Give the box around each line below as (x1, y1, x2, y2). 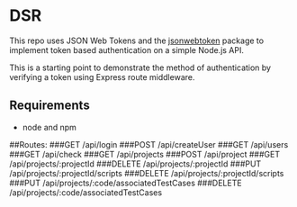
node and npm (22, 121, 76, 132)
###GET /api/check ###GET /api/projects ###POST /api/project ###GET (9, 148, 281, 159)
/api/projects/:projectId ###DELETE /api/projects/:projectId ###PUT (9, 158, 262, 169)
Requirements (9, 98, 90, 113)
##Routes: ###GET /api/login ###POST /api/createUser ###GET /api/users (9, 139, 289, 149)
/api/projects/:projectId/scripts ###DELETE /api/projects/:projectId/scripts (9, 167, 284, 178)
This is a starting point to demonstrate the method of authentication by (9, 62, 272, 73)
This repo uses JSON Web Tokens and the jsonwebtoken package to (9, 35, 264, 46)
